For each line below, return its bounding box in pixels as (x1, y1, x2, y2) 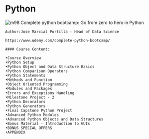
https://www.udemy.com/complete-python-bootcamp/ (5, 38, 111, 43)
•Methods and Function (5, 77, 52, 82)
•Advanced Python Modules (5, 112, 59, 117)
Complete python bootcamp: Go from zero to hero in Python (20, 19, 144, 25)
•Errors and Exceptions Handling (5, 90, 75, 95)
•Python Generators (5, 103, 46, 108)
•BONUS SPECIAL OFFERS (5, 125, 52, 130)
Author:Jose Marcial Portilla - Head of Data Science (5, 29, 120, 34)
